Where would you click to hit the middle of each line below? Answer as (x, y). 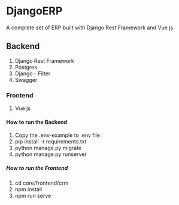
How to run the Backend (37, 122)
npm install (28, 189)
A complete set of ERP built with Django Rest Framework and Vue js (90, 27)
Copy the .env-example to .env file (57, 135)
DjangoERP (34, 11)
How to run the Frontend (37, 168)
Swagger (26, 79)
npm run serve (33, 196)
